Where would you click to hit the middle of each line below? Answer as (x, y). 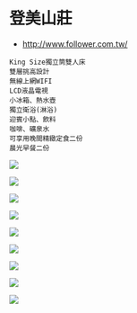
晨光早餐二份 (30, 148)
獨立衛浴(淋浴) (34, 110)
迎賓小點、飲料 (33, 119)
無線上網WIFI (31, 81)
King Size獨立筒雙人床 (47, 62)
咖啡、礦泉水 (30, 129)
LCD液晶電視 (29, 91)
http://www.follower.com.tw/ (75, 44)
